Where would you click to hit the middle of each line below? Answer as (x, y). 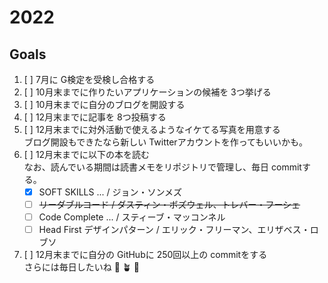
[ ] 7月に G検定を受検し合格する (89, 79)
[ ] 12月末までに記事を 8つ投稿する (95, 117)
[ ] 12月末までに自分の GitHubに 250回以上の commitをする (145, 255)
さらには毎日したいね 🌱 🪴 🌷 (81, 267)
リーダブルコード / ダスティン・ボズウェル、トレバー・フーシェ (169, 205)
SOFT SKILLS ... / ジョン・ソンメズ (110, 192)
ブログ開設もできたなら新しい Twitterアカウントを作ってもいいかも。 (165, 142)
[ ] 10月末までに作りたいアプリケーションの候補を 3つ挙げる (147, 92)
